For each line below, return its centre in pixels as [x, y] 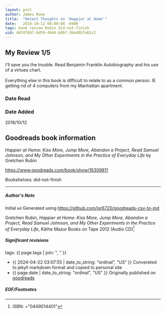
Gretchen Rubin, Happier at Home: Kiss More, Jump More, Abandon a [77, 218]
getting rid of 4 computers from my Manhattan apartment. [64, 86]
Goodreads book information [50, 138]
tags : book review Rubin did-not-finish [47, 28]
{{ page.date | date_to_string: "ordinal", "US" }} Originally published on [84, 273]
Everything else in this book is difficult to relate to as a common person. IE [81, 80]
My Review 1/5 [28, 53]
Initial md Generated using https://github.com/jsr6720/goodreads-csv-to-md [82, 208]
